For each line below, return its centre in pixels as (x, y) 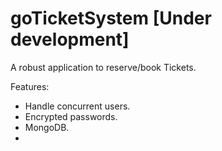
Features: (30, 86)
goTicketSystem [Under (111, 18)
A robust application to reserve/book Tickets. (103, 67)
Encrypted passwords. (71, 116)
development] (70, 39)
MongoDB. (47, 127)
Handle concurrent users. (77, 106)
